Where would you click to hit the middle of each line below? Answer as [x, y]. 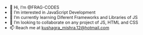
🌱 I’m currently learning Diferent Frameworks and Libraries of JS [73, 17]
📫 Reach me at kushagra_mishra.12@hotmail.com [59, 28]
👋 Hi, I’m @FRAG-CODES [34, 7]
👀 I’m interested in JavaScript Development [52, 12]
